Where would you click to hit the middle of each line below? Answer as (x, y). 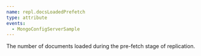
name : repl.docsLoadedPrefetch (46, 12)
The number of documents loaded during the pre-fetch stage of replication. (101, 46)
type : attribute (27, 18)
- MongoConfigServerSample (46, 29)
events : (16, 23)
